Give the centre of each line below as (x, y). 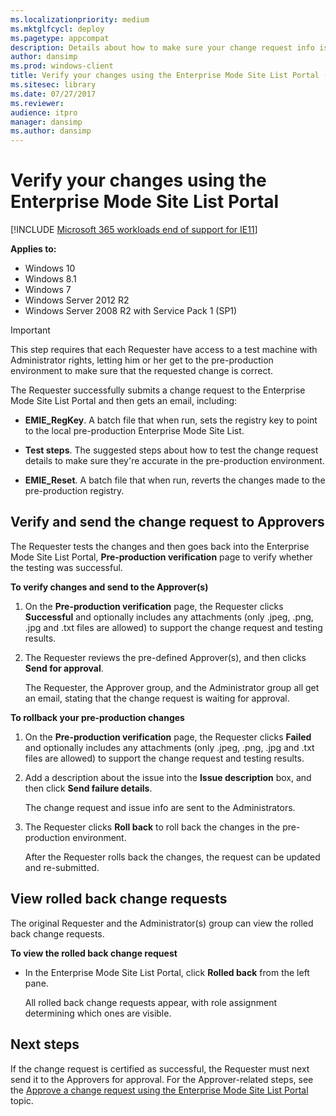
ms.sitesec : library (53, 85)
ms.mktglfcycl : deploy (57, 29)
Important (30, 330)
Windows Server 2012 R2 (77, 300)
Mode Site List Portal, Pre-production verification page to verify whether (161, 557)
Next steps (45, 1044)
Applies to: (33, 249)
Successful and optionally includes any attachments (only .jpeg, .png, (169, 617)
